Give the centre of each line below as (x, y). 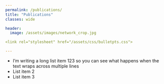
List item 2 (23, 71)
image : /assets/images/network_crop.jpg (53, 33)
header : (13, 28)
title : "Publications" (29, 15)
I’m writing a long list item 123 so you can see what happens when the (86, 61)
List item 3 (23, 77)
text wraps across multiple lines (46, 66)
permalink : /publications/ (34, 10)
